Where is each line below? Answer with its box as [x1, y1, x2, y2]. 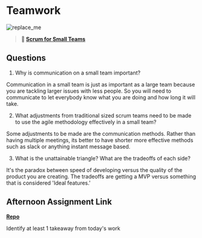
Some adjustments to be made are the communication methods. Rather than [6, 130, 196, 137]
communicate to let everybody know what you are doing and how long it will [6, 93, 196, 101]
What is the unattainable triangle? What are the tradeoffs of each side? [14, 154, 191, 162]
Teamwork [6, 4, 61, 18]
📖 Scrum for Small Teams [21, 35, 86, 42]
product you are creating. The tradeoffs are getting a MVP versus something [6, 173, 197, 180]
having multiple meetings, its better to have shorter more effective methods [6, 136, 194, 144]
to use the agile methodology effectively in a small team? [14, 118, 157, 125]
